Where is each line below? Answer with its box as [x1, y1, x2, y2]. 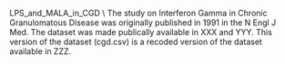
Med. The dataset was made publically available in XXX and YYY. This [9, 27, 273, 37]
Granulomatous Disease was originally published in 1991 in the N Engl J [9, 17, 277, 28]
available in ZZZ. [9, 46, 72, 57]
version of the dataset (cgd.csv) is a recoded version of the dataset [9, 36, 262, 47]
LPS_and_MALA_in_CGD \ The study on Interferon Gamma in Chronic [9, 8, 268, 18]
